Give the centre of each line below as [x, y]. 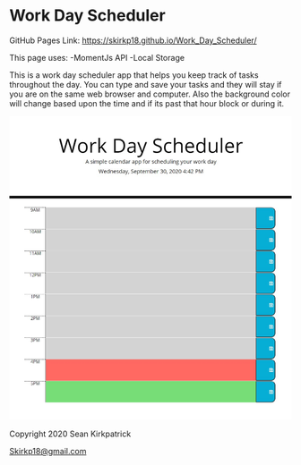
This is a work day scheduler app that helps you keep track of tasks [134, 75]
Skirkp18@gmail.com [48, 452]
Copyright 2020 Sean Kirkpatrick [70, 434]
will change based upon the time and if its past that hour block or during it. [147, 103]
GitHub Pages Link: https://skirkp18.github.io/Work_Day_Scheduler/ [133, 40]
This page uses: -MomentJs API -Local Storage [97, 57]
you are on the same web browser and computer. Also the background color [150, 94]
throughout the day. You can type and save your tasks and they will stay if [146, 84]
